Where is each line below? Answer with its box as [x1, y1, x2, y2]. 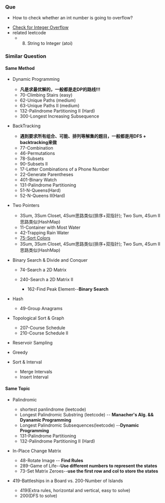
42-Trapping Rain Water [19, 230, 69, 236]
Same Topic [5, 385, 30, 392]
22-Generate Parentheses [19, 171, 74, 177]
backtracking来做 [19, 140, 57, 146]
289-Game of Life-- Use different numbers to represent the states [19, 463, 158, 469]
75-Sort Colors [19, 235, 51, 241]
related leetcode [12, 30, 46, 36]
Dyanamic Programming [19, 417, 71, 423]
